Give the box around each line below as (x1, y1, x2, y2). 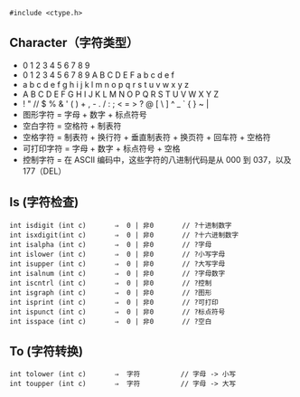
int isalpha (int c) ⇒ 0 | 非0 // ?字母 (9, 240, 212, 249)
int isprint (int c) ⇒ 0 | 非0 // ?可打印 (9, 298, 219, 307)
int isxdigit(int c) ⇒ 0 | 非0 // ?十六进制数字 (9, 231, 239, 240)
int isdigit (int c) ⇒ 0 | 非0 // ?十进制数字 (9, 221, 232, 230)
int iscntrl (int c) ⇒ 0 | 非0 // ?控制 (9, 279, 212, 288)
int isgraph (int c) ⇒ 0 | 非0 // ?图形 (9, 288, 212, 298)
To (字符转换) (9, 344, 84, 359)
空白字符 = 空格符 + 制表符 (22, 120, 122, 131)
